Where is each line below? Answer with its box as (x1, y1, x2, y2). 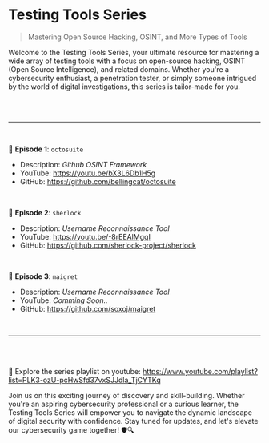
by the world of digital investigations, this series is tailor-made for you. (8, 82, 240, 91)
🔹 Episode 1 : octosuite (8, 144, 84, 154)
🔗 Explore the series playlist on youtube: (8, 366, 142, 376)
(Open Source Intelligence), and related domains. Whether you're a (8, 64, 230, 74)
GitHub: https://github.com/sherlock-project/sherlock (19, 240, 196, 250)
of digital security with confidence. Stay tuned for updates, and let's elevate (8, 416, 259, 425)
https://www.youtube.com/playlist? (143, 366, 259, 376)
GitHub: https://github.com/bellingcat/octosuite (19, 176, 176, 186)
